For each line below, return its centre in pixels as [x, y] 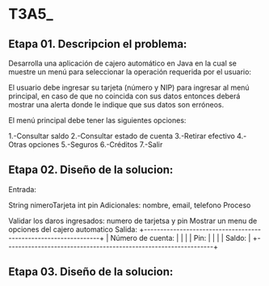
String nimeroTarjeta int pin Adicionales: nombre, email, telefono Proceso [130, 205]
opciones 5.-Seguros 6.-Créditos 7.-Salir [95, 145]
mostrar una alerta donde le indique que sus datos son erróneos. [116, 105]
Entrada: [22, 189]
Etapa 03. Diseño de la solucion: [91, 272]
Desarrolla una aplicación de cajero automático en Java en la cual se [122, 63]
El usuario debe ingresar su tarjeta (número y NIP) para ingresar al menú [129, 87]
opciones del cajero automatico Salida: [73, 229]
